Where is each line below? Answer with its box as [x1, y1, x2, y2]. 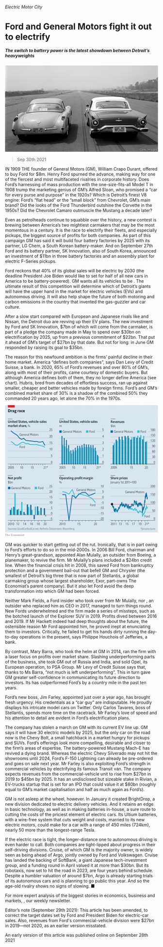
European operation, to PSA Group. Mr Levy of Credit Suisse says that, [5, 664, 147, 670]
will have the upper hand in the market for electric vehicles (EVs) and [5, 289, 143, 294]
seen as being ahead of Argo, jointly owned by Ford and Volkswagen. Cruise [5, 852, 158, 858]
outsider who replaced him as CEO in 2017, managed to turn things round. [5, 602, 152, 609]
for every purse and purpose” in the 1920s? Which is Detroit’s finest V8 [5, 192, 147, 198]
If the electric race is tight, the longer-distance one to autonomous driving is [5, 836, 157, 842]
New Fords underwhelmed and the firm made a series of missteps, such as [5, 608, 155, 614]
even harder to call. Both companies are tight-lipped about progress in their [5, 841, 156, 848]
